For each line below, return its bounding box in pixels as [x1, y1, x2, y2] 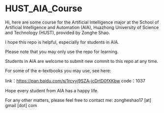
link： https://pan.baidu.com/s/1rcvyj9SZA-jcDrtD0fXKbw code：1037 [5, 78, 146, 84]
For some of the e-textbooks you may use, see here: [5, 67, 111, 74]
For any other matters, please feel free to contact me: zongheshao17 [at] [5, 97, 151, 103]
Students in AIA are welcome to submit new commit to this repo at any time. [5, 58, 159, 64]
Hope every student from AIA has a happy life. [5, 87, 99, 93]
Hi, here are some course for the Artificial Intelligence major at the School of [5, 19, 159, 25]
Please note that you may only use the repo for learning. [5, 49, 119, 55]
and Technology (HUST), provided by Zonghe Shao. [5, 29, 110, 35]
